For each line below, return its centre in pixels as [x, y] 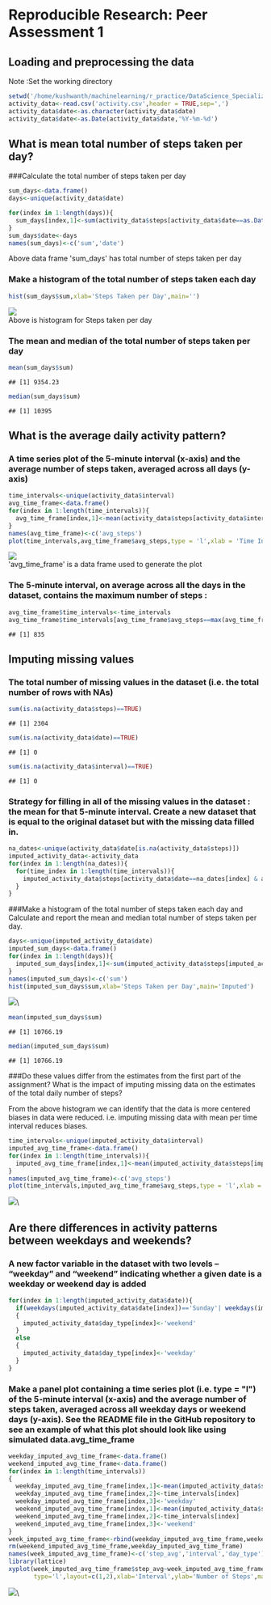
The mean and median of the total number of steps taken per [129, 341]
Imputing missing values [71, 659]
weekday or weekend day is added [77, 1284]
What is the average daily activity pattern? [117, 436]
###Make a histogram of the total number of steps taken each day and [126, 909]
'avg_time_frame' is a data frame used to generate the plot [105, 565]
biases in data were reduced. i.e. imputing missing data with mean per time [133, 1117]
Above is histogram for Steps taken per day [80, 320]
